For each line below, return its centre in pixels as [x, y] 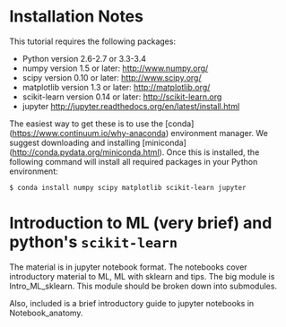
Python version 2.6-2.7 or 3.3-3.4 [84, 58]
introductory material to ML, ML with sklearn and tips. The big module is [142, 276]
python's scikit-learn [93, 242]
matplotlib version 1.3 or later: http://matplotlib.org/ [116, 87]
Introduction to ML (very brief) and [141, 224]
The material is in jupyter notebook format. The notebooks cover [129, 267]
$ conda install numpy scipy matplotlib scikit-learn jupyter [128, 187]
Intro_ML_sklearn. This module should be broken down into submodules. [143, 286]
